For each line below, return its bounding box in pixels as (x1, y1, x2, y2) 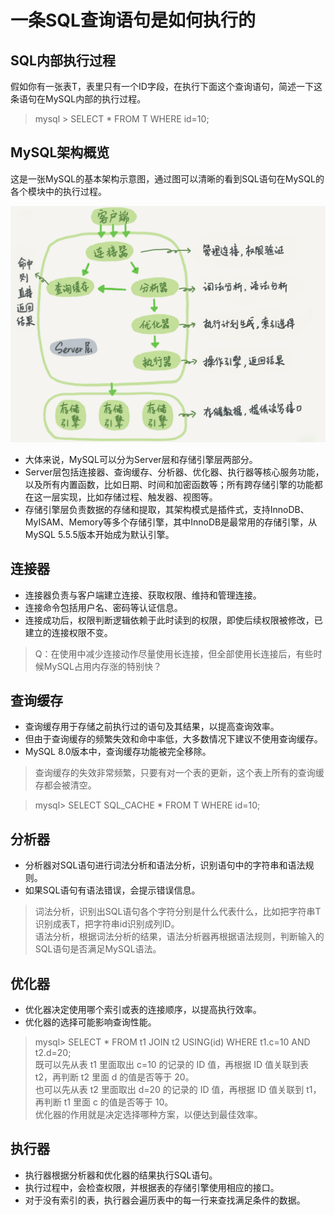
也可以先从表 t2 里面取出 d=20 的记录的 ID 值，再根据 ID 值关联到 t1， (34, 1084, 322, 1096)
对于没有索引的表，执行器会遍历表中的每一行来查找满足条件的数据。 (24, 1194, 306, 1206)
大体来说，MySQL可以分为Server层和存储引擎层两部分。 (24, 453, 258, 465)
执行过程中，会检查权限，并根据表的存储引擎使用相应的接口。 (24, 1181, 280, 1193)
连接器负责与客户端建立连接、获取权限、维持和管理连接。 (24, 589, 262, 601)
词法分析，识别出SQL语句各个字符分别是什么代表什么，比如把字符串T (34, 906, 322, 918)
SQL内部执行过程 (10, 52, 116, 69)
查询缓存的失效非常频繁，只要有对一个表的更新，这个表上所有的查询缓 (34, 767, 325, 779)
